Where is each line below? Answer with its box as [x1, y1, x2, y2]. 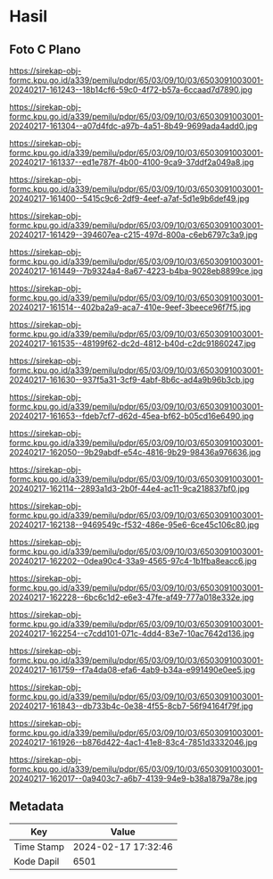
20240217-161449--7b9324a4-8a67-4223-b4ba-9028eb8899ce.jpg [9, 266, 263, 276]
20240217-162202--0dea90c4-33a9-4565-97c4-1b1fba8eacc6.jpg [9, 556, 257, 566]
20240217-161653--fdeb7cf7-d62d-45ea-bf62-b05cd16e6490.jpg [9, 410, 254, 421]
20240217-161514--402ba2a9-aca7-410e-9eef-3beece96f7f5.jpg [9, 302, 252, 312]
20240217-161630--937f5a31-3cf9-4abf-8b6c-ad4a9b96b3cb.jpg [9, 375, 254, 385]
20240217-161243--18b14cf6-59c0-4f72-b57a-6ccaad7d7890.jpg [9, 85, 252, 95]
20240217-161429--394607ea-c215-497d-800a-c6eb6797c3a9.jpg [9, 229, 258, 240]
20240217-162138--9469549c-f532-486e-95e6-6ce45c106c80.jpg [9, 519, 260, 530]
